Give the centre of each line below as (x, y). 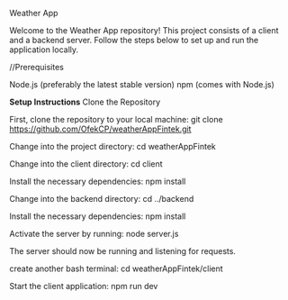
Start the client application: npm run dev (84, 286)
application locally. (44, 50)
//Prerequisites (37, 67)
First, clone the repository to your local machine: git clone (116, 119)
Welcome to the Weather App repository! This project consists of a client (144, 30)
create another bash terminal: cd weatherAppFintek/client (116, 268)
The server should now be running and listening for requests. (123, 251)
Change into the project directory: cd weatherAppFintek (112, 146)
